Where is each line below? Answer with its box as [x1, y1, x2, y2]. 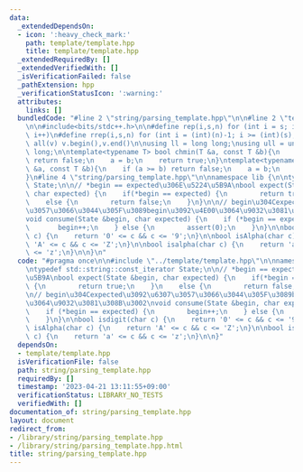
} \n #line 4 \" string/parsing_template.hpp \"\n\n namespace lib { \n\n [25, 172, 289, 181]
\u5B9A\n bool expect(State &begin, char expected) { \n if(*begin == [25, 273, 300, 282]
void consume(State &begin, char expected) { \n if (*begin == [25, 214, 277, 224]
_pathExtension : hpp [17, 80, 95, 89]
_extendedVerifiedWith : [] [17, 64, 119, 73]
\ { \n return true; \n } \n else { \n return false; [25, 282, 297, 291]
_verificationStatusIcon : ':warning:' [17, 88, 164, 97]
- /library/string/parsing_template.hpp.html [9, 441, 183, 450]
